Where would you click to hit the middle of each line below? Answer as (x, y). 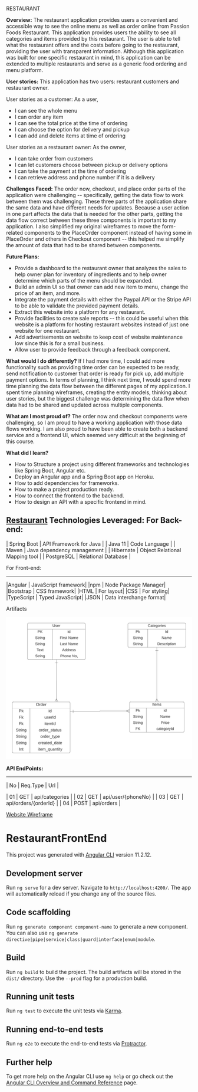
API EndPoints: (25, 769)
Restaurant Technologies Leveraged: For (82, 521)
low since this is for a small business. (60, 343)
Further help (29, 1062)
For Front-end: (24, 568)
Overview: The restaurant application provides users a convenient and (92, 20)
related (15, 233)
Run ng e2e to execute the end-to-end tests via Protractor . (77, 1044)
